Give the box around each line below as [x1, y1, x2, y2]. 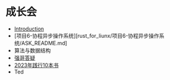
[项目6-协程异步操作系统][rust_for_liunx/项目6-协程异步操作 [14, 32, 159, 39]
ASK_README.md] [21, 39, 68, 46]
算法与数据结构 [14, 46, 51, 54]
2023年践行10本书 [14, 61, 59, 68]
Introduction [14, 25, 44, 32]
